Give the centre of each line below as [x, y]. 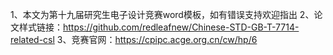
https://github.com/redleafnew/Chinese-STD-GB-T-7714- [181, 27]
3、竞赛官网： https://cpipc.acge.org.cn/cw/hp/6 [157, 39]
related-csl [32, 39]
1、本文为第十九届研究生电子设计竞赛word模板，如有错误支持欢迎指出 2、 [162, 14]
